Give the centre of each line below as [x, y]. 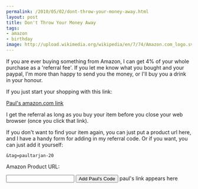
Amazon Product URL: [33, 167]
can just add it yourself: [35, 145]
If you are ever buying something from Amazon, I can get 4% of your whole [98, 61]
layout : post [22, 17]
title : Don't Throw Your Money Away [51, 22]
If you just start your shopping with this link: [59, 92]
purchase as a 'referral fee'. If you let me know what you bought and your [95, 67]
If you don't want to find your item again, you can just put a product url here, [99, 132]
